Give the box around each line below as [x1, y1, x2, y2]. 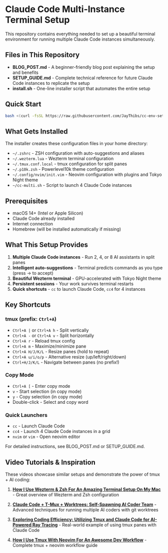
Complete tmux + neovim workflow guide [12, 542, 98, 548]
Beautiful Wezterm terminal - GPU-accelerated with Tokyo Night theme [12, 275, 161, 281]
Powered [12, 521, 31, 528]
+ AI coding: [5, 476, 30, 483]
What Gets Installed [5, 127, 68, 136]
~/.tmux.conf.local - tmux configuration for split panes [12, 161, 127, 167]
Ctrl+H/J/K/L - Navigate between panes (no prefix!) [12, 359, 119, 365]
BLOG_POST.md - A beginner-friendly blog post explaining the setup [12, 64, 155, 70]
